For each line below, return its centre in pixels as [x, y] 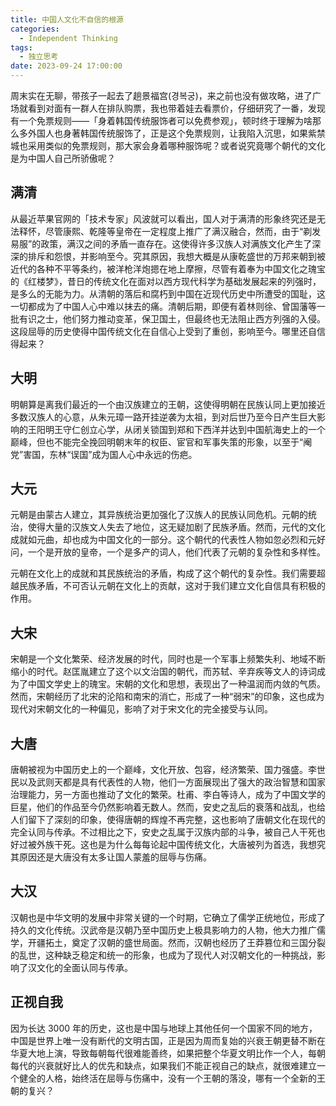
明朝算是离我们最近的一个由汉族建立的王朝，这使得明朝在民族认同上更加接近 [168, 404]
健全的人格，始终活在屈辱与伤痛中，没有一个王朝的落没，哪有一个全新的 [167, 1078]
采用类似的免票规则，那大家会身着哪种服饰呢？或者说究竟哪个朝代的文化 [176, 145]
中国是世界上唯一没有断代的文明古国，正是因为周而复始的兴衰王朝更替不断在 [168, 1040]
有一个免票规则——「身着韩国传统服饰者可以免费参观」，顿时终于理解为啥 [161, 120]
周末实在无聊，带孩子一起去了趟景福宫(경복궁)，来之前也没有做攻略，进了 [161, 95]
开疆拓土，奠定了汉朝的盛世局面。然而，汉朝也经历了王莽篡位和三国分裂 [176, 942]
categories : [35, 29]
